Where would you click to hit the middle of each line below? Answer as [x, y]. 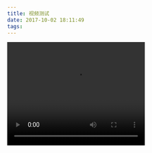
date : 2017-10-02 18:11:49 [46, 20]
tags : [15, 26]
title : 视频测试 [28, 13]
